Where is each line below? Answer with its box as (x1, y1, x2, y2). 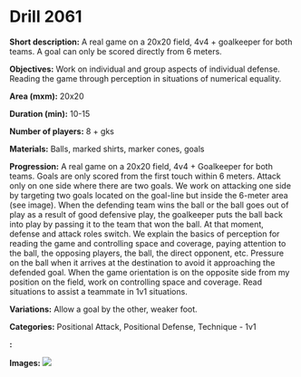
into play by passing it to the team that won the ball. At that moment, (9, 218, 265, 229)
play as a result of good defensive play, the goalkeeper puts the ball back (9, 208, 284, 219)
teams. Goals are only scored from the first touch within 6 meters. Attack (9, 170, 281, 181)
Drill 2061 (9, 6, 83, 27)
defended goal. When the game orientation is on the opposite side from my (9, 266, 290, 277)
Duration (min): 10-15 (9, 108, 91, 119)
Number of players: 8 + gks (9, 125, 115, 137)
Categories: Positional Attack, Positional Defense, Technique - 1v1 (9, 321, 257, 332)
